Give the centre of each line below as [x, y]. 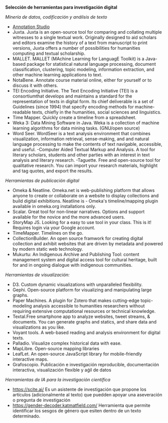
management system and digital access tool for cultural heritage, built [85, 260]
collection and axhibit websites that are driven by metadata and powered [88, 244]
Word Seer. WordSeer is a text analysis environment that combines [81, 133]
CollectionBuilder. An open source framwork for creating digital [78, 238]
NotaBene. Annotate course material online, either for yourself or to [82, 80]
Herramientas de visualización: [38, 275]
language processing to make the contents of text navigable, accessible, [87, 144]
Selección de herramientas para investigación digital [61, 7]
